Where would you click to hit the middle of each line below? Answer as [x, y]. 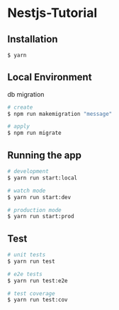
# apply [19, 126]
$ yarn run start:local [42, 178]
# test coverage [31, 293]
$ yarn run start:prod [41, 217]
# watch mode [27, 191]
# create [20, 107]
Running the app [44, 155]
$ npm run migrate [34, 133]
